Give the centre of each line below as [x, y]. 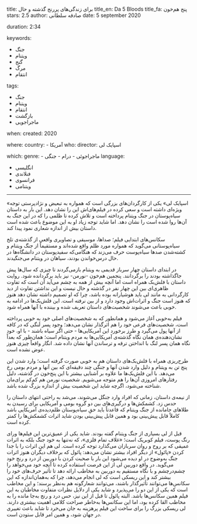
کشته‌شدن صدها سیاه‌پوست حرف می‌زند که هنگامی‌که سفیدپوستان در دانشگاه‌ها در [96, 252]
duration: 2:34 [24, 27]
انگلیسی [24, 168]
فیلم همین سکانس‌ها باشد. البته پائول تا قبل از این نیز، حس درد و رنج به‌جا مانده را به [98, 496]
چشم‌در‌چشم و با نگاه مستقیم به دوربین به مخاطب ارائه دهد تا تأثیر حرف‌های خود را [96, 471]
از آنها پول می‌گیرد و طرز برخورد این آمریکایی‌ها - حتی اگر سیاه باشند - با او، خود [94, 331]
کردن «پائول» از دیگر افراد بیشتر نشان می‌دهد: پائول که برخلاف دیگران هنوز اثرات [95, 452]
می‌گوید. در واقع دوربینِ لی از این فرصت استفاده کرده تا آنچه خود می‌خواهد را [90, 464]
